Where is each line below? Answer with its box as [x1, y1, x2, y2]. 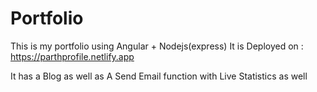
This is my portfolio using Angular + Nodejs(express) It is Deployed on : [10, 40, 304, 52]
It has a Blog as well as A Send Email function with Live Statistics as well [10, 70, 308, 82]
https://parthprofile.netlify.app [10, 50, 135, 62]
